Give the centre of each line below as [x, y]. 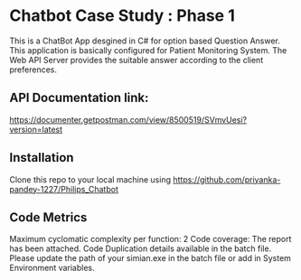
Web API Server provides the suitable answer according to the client [136, 60]
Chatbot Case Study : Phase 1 [122, 16]
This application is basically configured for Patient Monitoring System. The [148, 50]
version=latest [36, 129]
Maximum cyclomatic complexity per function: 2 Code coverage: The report [150, 239]
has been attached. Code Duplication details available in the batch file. [141, 248]
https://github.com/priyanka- [227, 179]
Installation [42, 158]
